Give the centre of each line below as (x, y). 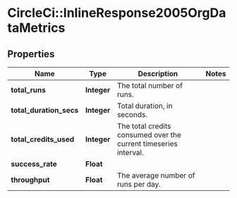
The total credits (144, 126)
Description (158, 74)
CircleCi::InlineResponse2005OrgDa (117, 13)
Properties (31, 54)
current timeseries (147, 144)
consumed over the (149, 135)
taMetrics (36, 28)
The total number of (150, 86)
